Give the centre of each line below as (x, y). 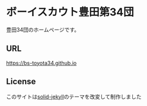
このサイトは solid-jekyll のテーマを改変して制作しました (74, 97)
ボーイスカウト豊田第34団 (70, 12)
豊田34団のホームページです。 (43, 30)
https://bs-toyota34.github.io (41, 63)
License (21, 81)
